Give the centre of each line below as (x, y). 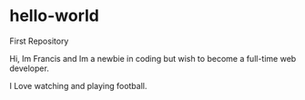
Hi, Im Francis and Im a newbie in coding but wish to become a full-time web (153, 58)
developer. (30, 68)
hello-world (55, 16)
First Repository (39, 41)
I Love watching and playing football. (78, 85)
